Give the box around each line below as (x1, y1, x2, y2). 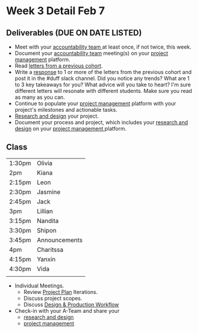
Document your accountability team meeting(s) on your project (14, 50, 168, 57)
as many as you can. (14, 93, 65, 101)
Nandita (37, 216, 59, 225)
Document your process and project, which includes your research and (14, 119, 188, 125)
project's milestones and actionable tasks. (14, 106, 118, 113)
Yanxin (37, 255, 56, 263)
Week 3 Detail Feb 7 (6, 4, 105, 18)
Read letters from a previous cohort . (14, 62, 103, 69)
